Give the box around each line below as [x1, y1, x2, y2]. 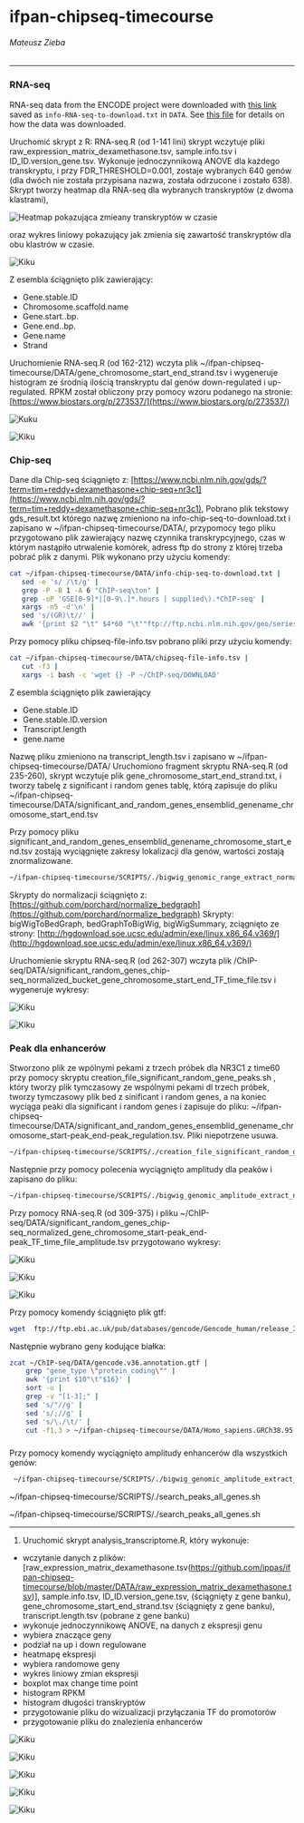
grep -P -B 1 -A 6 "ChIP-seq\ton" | [21, 585, 160, 595]
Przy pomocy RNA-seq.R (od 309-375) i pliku [9, 1207, 178, 1218]
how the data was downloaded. [9, 118, 127, 129]
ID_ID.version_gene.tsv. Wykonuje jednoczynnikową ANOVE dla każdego [9, 155, 280, 166]
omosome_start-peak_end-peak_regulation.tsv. [9, 1130, 185, 1141]
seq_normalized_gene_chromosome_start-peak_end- [9, 1227, 208, 1238]
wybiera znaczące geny [22, 1629, 112, 1640]
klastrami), [9, 193, 49, 205]
